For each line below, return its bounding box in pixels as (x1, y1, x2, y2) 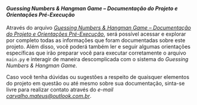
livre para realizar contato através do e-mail (6, 86, 114, 93)
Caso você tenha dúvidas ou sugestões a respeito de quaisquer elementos (6, 74, 189, 81)
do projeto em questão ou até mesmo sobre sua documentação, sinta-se (6, 80, 185, 87)
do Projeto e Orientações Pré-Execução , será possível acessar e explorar (6, 30, 186, 38)
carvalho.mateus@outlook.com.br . (6, 93, 92, 100)
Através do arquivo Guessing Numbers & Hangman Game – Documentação (6, 24, 192, 31)
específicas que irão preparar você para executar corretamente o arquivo (6, 49, 186, 56)
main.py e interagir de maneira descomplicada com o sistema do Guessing (6, 56, 189, 63)
